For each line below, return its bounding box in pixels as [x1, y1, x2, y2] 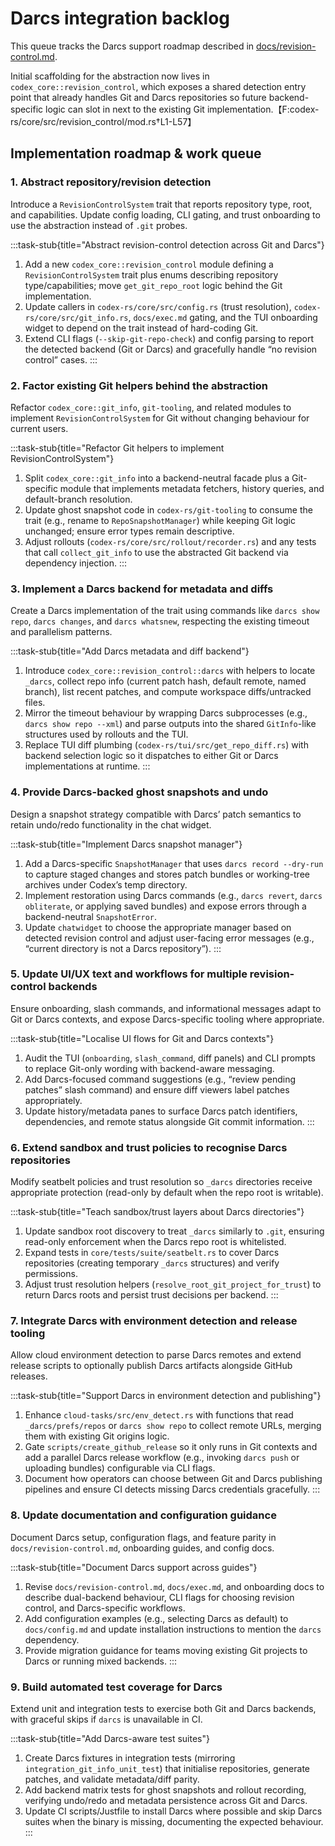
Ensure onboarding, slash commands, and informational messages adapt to [10, 1002, 322, 1014]
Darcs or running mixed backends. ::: [24, 1655, 178, 1667]
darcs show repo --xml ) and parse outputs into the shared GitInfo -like [24, 718, 317, 730]
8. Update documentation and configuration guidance [10, 1508, 277, 1522]
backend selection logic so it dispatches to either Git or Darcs [24, 750, 279, 762]
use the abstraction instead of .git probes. [10, 219, 188, 231]
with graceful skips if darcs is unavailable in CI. [10, 1713, 203, 1725]
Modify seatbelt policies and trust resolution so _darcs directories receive [10, 1176, 313, 1188]
